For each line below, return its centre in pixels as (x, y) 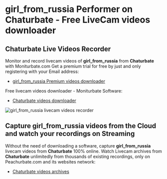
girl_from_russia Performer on (69, 9)
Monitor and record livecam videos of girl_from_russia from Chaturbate (80, 61)
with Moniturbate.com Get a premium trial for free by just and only (73, 66)
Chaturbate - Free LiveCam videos (78, 20)
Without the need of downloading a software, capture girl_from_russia (78, 145)
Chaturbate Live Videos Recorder (58, 49)
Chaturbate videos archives (41, 171)
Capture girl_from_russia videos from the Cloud (81, 126)
